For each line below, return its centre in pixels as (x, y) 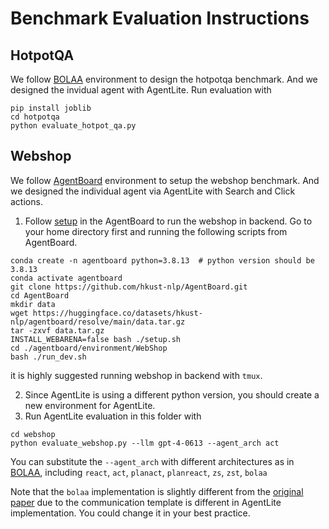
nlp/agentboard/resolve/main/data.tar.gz (98, 322)
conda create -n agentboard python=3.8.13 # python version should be (162, 260)
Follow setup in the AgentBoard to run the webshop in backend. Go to (168, 221)
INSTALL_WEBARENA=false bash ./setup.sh (96, 339)
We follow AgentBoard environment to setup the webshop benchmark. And (165, 180)
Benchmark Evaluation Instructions (160, 18)
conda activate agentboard (66, 278)
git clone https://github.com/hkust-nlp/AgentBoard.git (129, 287)
